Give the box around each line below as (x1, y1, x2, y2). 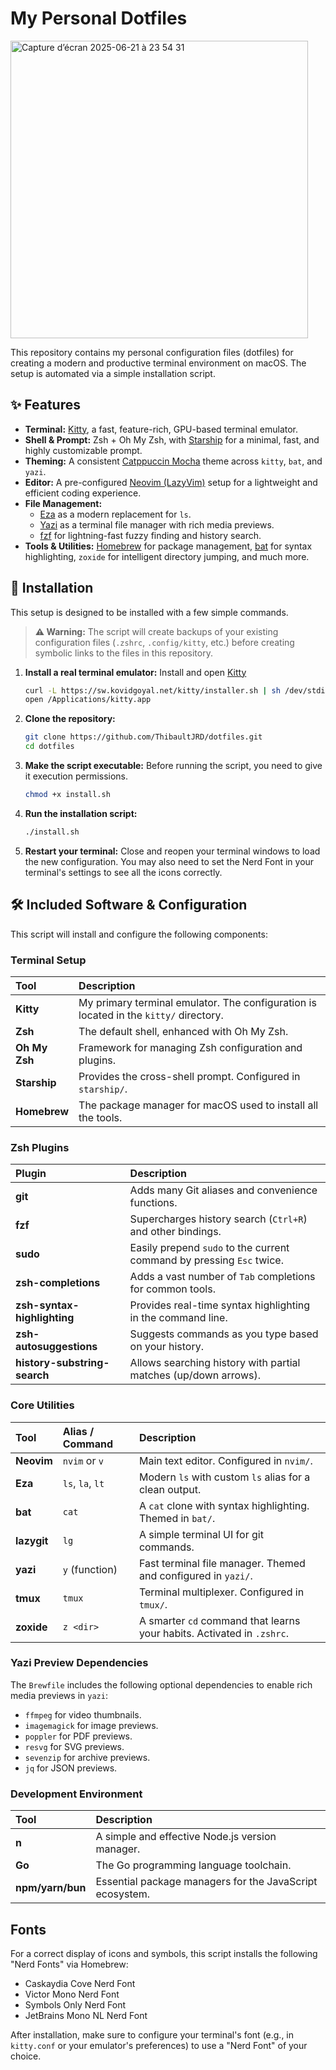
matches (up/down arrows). (129, 1368, 261, 1382)
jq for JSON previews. (24, 1762, 118, 1774)
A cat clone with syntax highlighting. (138, 1498, 310, 1512)
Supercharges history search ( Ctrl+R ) (129, 1212, 308, 1226)
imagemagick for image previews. (24, 1719, 159, 1731)
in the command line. (129, 1311, 228, 1325)
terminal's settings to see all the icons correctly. (24, 866, 223, 878)
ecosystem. (95, 1887, 151, 1901)
